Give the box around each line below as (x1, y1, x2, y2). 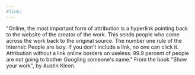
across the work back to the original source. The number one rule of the (6, 37, 182, 44)
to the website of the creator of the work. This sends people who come (6, 30, 180, 38)
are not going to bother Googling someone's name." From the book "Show (6, 56, 187, 63)
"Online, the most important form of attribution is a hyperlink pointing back (6, 25, 188, 32)
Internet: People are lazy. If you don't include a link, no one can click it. (6, 43, 179, 50)
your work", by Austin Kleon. (6, 62, 76, 69)
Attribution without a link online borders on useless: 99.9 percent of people (6, 49, 190, 56)
